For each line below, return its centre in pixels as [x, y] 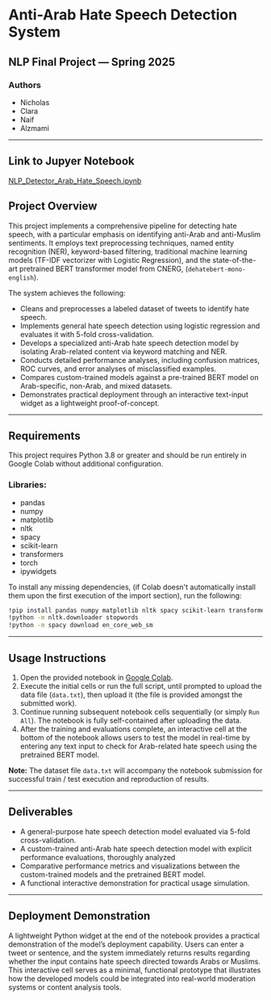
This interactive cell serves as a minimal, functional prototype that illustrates [135, 970]
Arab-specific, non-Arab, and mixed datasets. [96, 386]
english [21, 278]
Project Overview [53, 207]
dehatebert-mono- [217, 269]
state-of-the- [234, 259]
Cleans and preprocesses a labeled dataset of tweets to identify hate [135, 308]
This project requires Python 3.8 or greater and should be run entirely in [128, 455]
